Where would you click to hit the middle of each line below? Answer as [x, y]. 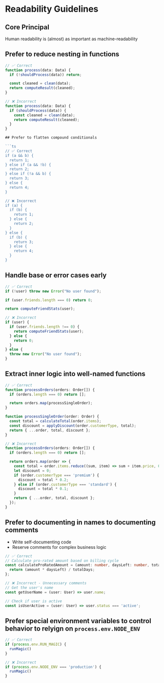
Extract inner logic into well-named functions [75, 374]
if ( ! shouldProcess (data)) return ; [46, 74]
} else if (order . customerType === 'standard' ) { [65, 484]
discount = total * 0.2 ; [43, 480]
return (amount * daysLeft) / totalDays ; [52, 570]
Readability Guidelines [52, 9]
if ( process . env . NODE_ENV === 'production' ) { [53, 667]
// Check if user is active [34, 601]
